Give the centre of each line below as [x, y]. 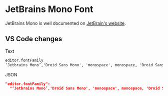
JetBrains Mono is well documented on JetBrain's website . [65, 23]
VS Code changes [34, 39]
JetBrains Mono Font [49, 9]
